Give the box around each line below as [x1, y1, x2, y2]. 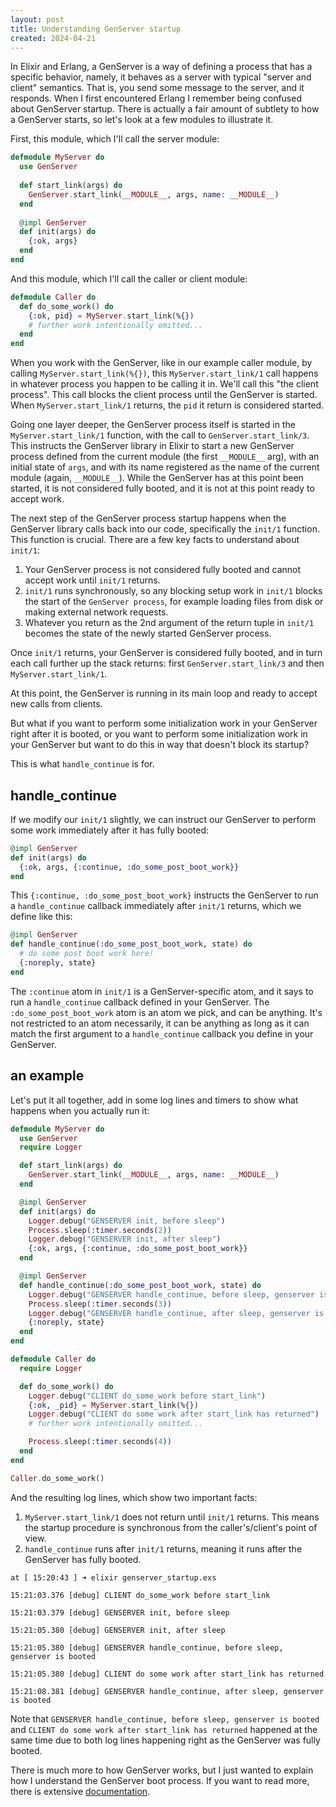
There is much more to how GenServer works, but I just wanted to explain [10, 1764, 314, 1776]
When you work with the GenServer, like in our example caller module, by [10, 357, 313, 369]
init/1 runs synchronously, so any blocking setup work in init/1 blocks [24, 585, 323, 597]
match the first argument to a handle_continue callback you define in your [10, 1027, 314, 1040]
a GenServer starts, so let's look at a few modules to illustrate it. [10, 114, 274, 126]
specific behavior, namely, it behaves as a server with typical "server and [10, 71, 312, 83]
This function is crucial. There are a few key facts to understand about [10, 534, 300, 546]
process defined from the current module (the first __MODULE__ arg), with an [10, 451, 320, 463]
